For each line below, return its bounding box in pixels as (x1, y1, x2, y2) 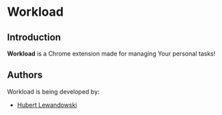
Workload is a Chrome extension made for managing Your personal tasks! (7, 49, 216, 57)
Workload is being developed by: (7, 87, 100, 96)
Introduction (7, 31, 61, 43)
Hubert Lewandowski (16, 101, 77, 109)
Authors (7, 69, 43, 81)
